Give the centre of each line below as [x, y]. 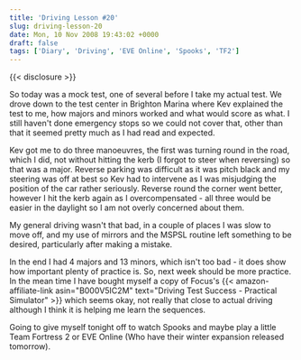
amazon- [252, 282]
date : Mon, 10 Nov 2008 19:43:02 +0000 [84, 34]
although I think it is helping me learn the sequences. [107, 310]
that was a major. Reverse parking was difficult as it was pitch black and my [150, 170]
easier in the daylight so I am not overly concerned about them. [127, 208]
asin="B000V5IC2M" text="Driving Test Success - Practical [166, 291]
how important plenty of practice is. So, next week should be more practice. [150, 272]
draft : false [34, 43]
